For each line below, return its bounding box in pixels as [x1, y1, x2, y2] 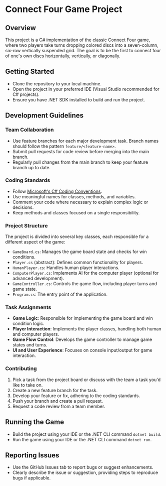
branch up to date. [12, 164, 51, 170]
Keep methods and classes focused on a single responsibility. [12, 209, 140, 215]
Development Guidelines [5, 111, 84, 120]
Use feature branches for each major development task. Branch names [12, 138, 159, 144]
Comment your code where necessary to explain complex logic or [12, 199, 148, 205]
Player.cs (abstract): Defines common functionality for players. [12, 260, 143, 266]
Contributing [5, 365, 37, 372]
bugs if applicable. [12, 475, 51, 481]
